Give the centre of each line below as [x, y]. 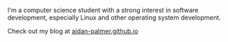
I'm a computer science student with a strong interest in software [103, 10]
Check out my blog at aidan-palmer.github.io [73, 31]
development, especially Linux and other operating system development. [114, 17]
